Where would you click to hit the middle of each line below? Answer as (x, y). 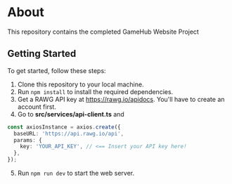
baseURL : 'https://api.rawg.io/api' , (69, 133)
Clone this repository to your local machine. (80, 84)
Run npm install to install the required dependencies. (95, 91)
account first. (37, 107)
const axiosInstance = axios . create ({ (64, 127)
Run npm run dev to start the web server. (76, 173)
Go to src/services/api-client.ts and (71, 114)
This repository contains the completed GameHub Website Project (103, 32)
